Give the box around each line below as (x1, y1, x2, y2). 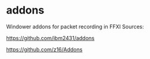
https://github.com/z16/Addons (6, 45, 83, 53)
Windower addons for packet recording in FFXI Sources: (6, 23, 144, 30)
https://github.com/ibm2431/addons (6, 34, 95, 41)
